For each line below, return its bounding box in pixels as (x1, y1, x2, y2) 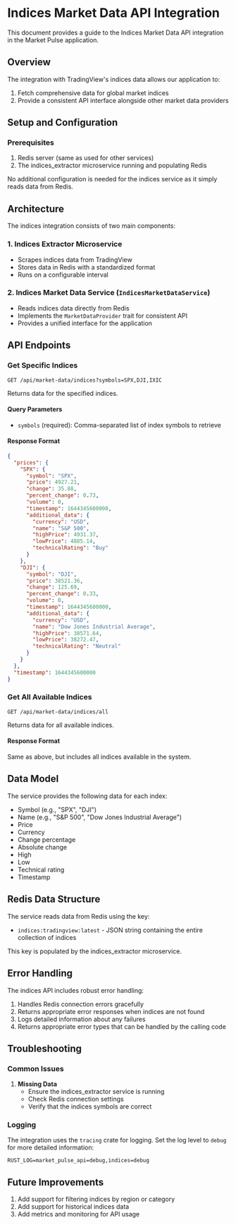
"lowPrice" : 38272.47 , (32, 636, 99, 644)
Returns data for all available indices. (7, 720, 114, 729)
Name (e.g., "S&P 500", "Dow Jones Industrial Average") (17, 813, 182, 821)
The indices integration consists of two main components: (7, 222, 176, 230)
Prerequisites (7, 138, 54, 147)
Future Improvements (7, 1176, 104, 1188)
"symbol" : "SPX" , (25, 472, 77, 479)
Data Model (7, 773, 59, 785)
